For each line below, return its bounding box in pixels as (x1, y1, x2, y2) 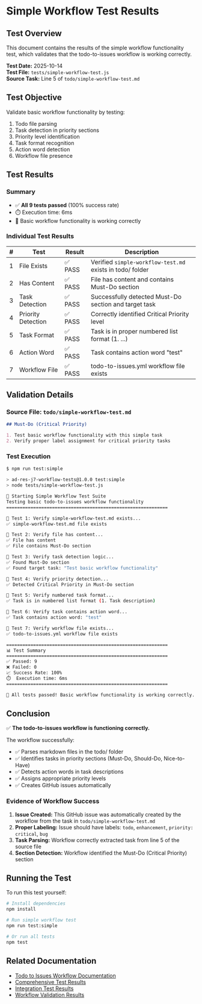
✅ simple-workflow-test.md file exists (6, 521, 107, 527)
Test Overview (6, 28, 62, 39)
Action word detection (14, 146, 70, 153)
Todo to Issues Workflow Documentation (14, 971, 116, 979)
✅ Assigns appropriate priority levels (14, 775, 106, 782)
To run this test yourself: (6, 889, 67, 896)
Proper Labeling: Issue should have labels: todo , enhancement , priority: (14, 823, 194, 831)
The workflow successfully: (6, 737, 75, 744)
